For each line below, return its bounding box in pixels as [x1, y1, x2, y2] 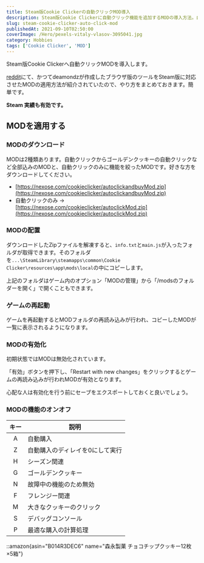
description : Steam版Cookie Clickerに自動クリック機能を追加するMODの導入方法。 [6, 15, 197, 21]
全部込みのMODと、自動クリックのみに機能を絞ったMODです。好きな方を [11, 163, 196, 170]
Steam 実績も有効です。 [6, 101, 67, 108]
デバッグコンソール [27, 514, 83, 523]
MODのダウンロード [6, 140, 66, 149]
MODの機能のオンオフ [6, 406, 72, 414]
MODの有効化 [6, 340, 47, 349]
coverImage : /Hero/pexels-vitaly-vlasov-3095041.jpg [6, 32, 143, 38]
